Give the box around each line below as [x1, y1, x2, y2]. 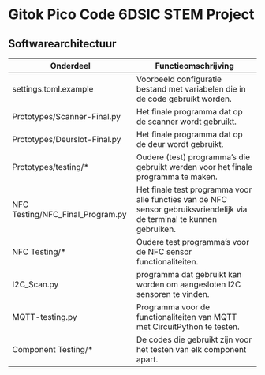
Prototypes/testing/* [12, 162, 89, 172]
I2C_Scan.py [12, 279, 59, 290]
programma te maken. [136, 171, 218, 182]
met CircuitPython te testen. [136, 321, 240, 332]
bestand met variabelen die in [136, 84, 246, 94]
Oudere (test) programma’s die [136, 152, 251, 163]
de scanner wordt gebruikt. [136, 116, 237, 127]
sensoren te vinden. [136, 289, 210, 299]
